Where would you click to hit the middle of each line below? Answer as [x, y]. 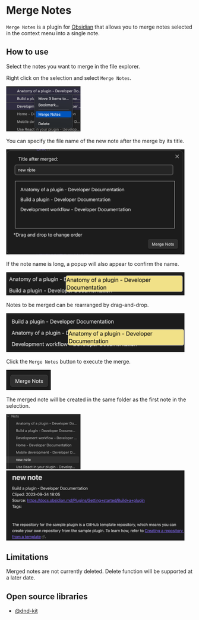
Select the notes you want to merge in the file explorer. [73, 66]
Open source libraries [47, 596]
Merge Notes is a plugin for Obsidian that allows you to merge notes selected [99, 27]
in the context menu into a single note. [53, 33]
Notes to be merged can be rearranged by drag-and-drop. [78, 305]
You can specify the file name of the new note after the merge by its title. [95, 141]
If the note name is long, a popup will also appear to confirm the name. [93, 263]
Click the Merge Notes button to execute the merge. [68, 362]
